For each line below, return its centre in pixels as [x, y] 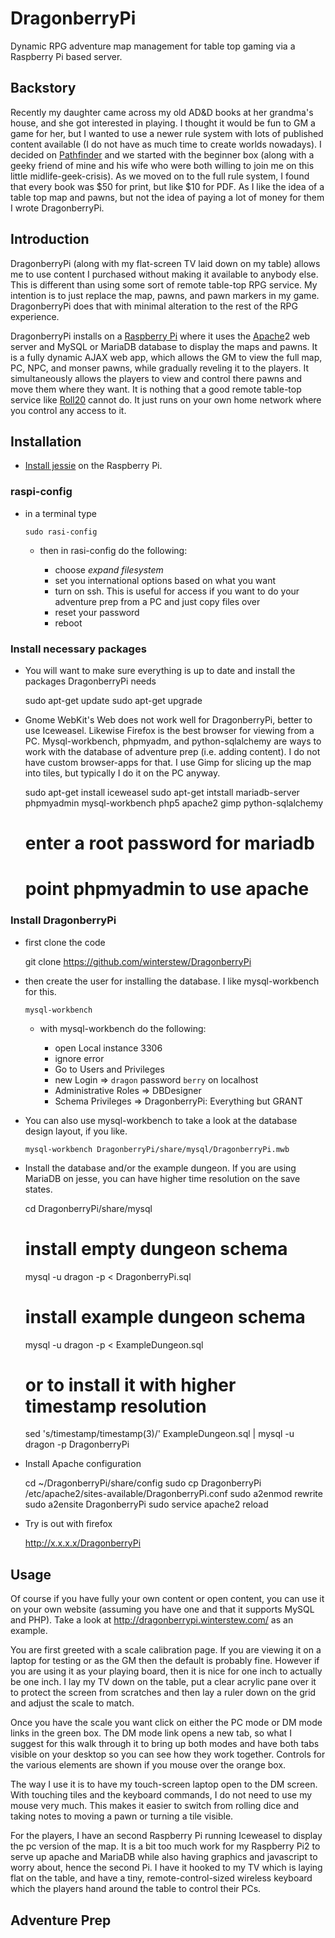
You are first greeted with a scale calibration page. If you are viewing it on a [166, 1650]
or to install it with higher [130, 1384]
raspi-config [41, 492]
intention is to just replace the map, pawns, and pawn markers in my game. [165, 295]
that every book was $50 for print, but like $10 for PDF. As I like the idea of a [167, 186]
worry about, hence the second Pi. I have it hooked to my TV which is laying [166, 1868]
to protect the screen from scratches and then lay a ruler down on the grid [163, 1693]
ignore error [79, 1058]
